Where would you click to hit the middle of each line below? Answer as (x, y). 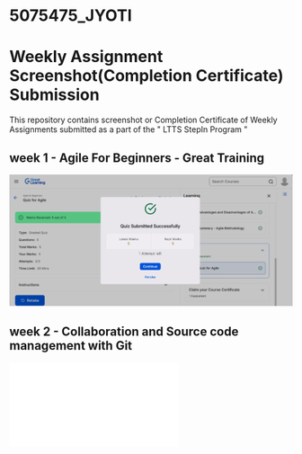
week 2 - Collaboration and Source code (124, 331)
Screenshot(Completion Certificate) (147, 76)
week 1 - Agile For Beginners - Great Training (137, 158)
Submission (55, 95)
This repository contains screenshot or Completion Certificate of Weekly (143, 120)
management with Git (71, 346)
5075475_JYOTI (71, 16)
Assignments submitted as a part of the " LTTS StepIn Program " (129, 129)
